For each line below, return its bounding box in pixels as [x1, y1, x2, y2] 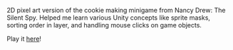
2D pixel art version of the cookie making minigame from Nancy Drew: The [6, 6, 226, 14]
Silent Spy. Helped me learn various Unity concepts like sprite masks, [6, 13, 211, 22]
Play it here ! [6, 35, 42, 43]
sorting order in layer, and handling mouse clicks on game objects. [6, 21, 202, 29]
